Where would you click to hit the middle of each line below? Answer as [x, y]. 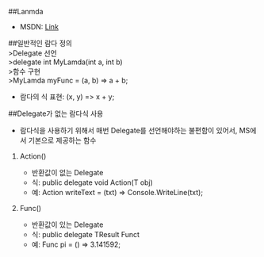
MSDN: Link [39, 27]
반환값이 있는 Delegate [67, 224]
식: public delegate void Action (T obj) [92, 182]
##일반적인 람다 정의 [40, 43]
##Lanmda [26, 12]
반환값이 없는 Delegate [67, 173]
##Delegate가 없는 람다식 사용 [56, 113]
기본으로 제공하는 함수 [62, 140]
